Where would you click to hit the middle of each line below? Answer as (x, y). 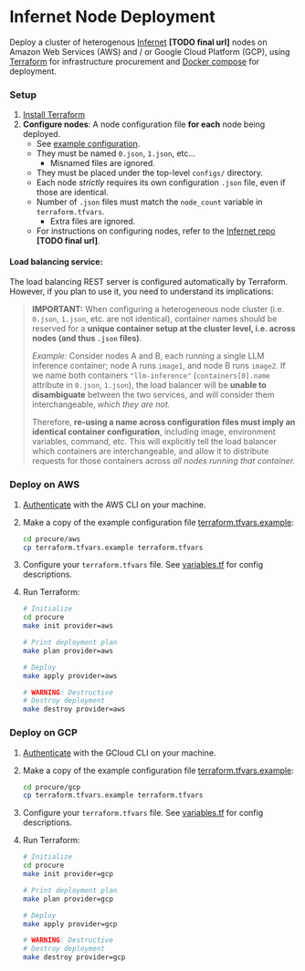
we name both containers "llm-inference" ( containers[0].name (151, 375)
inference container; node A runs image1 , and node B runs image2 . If (158, 366)
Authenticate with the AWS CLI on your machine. (114, 505)
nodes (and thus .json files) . (87, 339)
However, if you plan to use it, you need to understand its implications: (142, 292)
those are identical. (73, 193)
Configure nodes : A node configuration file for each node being (144, 124)
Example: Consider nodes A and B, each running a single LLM (148, 356)
